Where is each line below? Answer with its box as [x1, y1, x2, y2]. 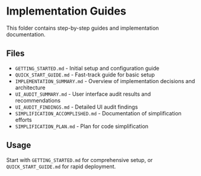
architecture [15, 84, 46, 91]
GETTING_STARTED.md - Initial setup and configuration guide [15, 64, 159, 72]
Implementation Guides [6, 4, 127, 18]
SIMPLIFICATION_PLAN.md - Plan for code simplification [15, 123, 149, 130]
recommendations [15, 96, 61, 104]
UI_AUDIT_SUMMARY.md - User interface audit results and [15, 90, 151, 98]
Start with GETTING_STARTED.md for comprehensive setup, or [6, 156, 153, 163]
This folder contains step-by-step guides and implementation [6, 24, 159, 32]
